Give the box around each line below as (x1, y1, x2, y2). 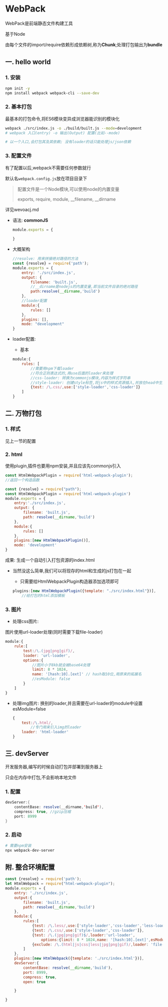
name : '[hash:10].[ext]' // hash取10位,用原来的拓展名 (31, 672, 142, 677)
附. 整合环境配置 (5, 863, 55, 871)
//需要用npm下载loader (30, 366, 74, 371)
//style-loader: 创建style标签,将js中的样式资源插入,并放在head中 (30, 380, 159, 385)
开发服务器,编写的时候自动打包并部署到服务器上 (5, 763, 103, 769)
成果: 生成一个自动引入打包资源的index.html (5, 557, 95, 563)
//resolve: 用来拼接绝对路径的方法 (12, 256, 78, 261)
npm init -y (5, 86, 30, 91)
